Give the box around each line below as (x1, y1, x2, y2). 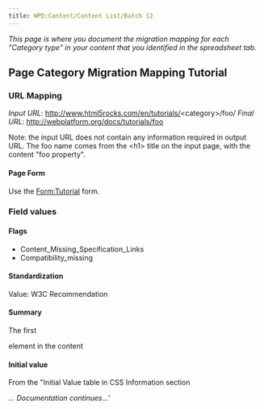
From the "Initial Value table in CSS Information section (8, 378, 191, 387)
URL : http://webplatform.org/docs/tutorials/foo (8, 117, 164, 127)
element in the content (8, 341, 83, 351)
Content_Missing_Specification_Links (19, 244, 145, 254)
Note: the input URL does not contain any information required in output (8, 132, 247, 142)
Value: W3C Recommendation (8, 289, 108, 298)
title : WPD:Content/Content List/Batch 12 (8, 11, 153, 20)
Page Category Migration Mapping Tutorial (8, 66, 228, 80)
